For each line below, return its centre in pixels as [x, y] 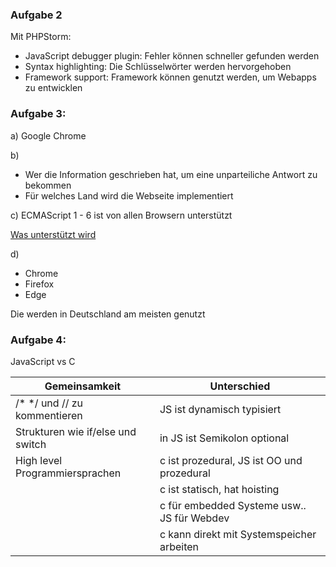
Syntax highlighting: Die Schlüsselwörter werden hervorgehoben [158, 67]
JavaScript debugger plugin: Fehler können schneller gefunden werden [172, 56]
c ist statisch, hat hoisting [219, 489]
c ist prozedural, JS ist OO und [231, 460]
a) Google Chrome [48, 135]
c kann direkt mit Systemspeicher [238, 534]
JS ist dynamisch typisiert [220, 409]
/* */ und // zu [49, 403]
